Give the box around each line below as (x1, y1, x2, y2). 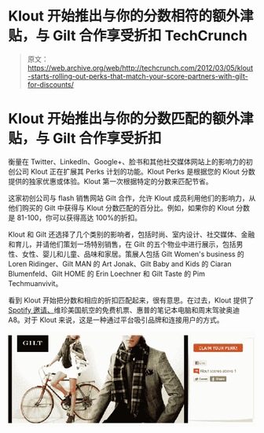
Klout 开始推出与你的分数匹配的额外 (8, 110, 240, 128)
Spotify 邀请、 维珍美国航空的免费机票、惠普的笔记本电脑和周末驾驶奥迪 (8, 305, 240, 314)
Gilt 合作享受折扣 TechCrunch (52, 27, 247, 45)
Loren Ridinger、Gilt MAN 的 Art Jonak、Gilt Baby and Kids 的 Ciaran (8, 259, 232, 268)
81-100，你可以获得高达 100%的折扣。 (16, 213, 142, 222)
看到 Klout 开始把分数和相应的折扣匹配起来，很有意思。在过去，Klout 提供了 (8, 295, 254, 305)
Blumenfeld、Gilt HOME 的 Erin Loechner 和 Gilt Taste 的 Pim (8, 269, 206, 278)
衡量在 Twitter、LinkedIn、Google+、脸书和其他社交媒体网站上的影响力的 (8, 156, 246, 166)
